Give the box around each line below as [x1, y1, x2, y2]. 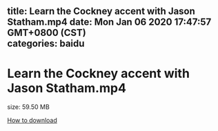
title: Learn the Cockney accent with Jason [7, 6, 195, 17]
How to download [7, 117, 57, 125]
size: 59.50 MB [7, 103, 50, 111]
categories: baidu [7, 38, 85, 50]
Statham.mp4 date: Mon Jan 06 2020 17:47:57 [7, 17, 212, 28]
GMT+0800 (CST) [7, 27, 86, 39]
